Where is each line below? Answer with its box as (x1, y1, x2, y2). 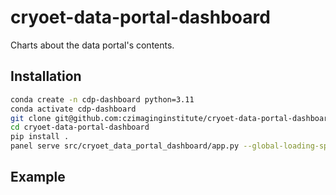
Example (10, 169, 66, 186)
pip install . (10, 132, 70, 142)
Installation (10, 68, 82, 85)
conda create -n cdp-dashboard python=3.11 (10, 94, 195, 105)
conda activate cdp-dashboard (10, 104, 137, 114)
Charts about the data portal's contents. (10, 39, 175, 51)
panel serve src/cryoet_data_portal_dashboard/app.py (10, 141, 240, 151)
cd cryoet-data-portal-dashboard (10, 122, 150, 133)
